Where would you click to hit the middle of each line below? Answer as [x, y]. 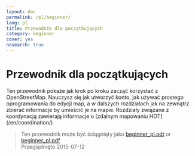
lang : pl [17, 23]
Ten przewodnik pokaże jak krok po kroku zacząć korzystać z [82, 91]
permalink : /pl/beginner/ [38, 17]
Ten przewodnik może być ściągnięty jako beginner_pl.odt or [96, 134]
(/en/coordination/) [30, 122]
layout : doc [21, 12]
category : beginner [31, 34]
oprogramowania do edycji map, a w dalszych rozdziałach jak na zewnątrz [98, 103]
